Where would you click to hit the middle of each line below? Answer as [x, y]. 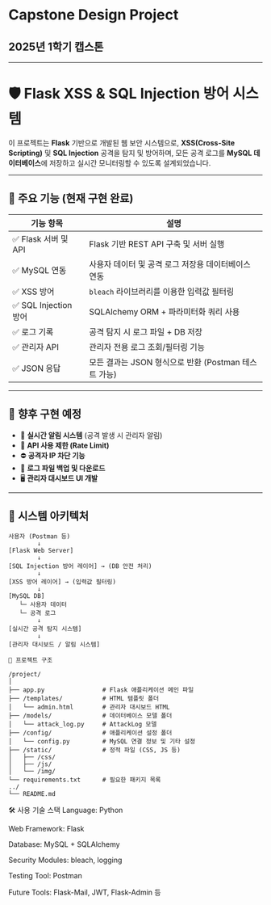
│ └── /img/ [32, 772]
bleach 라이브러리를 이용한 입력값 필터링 [162, 291]
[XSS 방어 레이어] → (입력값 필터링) [63, 582]
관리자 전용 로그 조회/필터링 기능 [147, 347]
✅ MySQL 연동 [40, 270]
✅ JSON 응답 [37, 368]
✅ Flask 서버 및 [40, 238]
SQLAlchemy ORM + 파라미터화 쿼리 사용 [165, 311]
